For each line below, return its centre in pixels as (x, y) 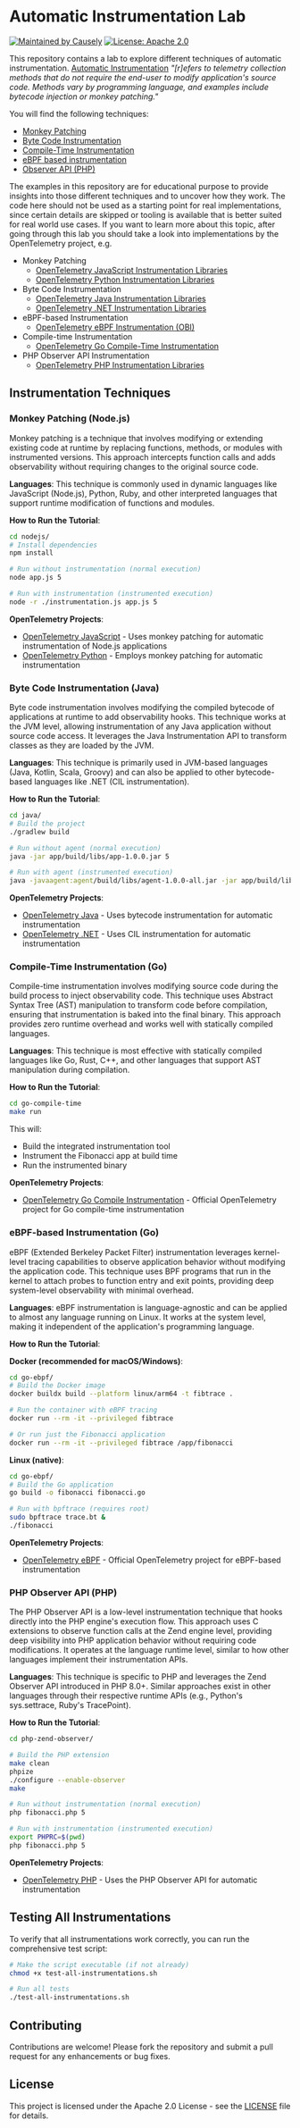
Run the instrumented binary (75, 1165)
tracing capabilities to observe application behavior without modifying (157, 1261)
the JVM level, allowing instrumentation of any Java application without (140, 726)
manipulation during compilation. (70, 1070)
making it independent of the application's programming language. (132, 1326)
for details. (29, 2115)
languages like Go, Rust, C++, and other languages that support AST (135, 1060)
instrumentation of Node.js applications (95, 646)
